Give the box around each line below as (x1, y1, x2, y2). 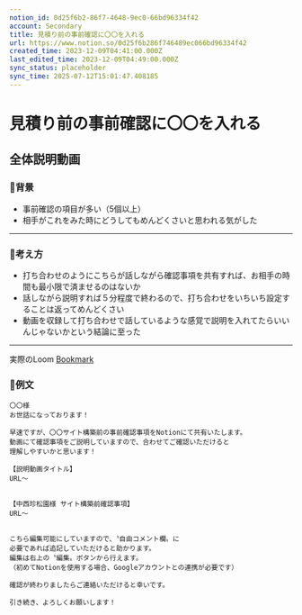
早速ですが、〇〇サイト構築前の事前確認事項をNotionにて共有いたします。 (9, 429, 247, 438)
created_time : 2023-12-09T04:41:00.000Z (9, 47, 164, 56)
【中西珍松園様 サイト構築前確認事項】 (9, 500, 135, 509)
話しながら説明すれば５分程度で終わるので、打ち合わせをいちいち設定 (22, 292, 283, 303)
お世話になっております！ (9, 411, 90, 420)
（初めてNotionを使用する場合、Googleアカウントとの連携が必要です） (9, 564, 238, 573)
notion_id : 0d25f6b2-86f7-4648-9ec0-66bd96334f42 (9, 13, 200, 23)
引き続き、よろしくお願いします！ (9, 598, 117, 608)
